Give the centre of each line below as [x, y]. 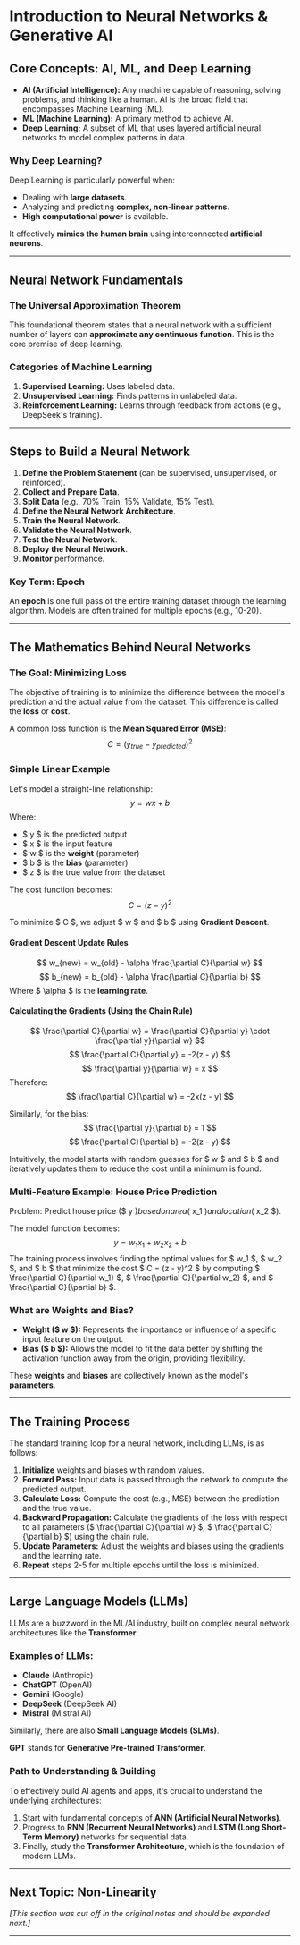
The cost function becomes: [61, 889]
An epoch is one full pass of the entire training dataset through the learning [148, 601]
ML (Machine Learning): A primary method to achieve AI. [128, 119]
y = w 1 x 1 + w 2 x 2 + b [150, 1244]
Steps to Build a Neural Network [100, 451]
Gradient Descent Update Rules [69, 943]
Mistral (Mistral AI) [57, 1713]
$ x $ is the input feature [67, 844]
